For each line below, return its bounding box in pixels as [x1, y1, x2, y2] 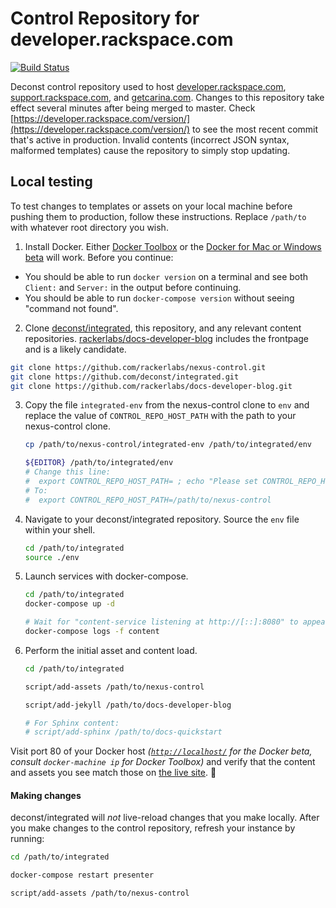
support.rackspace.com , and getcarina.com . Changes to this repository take [10, 91, 325, 103]
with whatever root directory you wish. [10, 221, 169, 233]
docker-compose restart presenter [10, 870, 155, 881]
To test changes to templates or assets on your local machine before [10, 200, 293, 212]
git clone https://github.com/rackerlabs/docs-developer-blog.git [10, 381, 293, 391]
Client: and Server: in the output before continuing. [24, 281, 242, 293]
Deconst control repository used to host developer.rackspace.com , [10, 80, 287, 92]
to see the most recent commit [192, 123, 319, 135]
